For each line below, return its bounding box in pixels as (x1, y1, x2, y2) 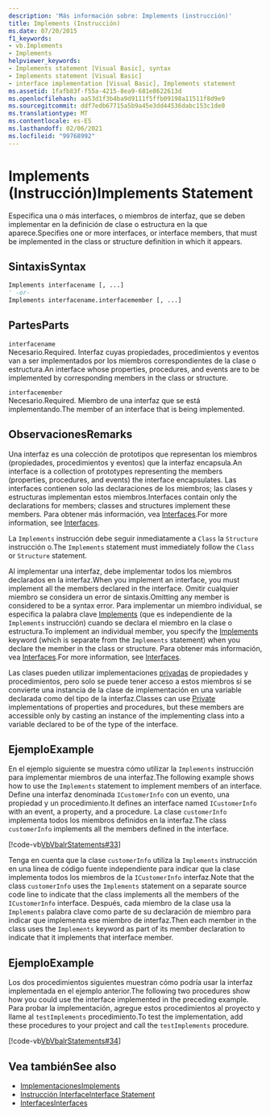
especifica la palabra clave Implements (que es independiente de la (8, 609, 232, 619)
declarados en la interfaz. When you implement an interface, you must (8, 574, 240, 584)
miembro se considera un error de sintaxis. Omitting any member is (8, 591, 230, 602)
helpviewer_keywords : (8, 57, 81, 65)
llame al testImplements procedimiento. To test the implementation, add (8, 1012, 243, 1022)
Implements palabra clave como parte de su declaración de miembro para (8, 907, 251, 917)
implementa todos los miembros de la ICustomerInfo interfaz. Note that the (8, 873, 255, 882)
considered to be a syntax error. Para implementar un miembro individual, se (8, 600, 263, 610)
